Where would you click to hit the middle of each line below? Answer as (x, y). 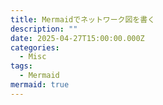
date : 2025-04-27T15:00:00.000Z (77, 38)
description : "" (44, 29)
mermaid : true (40, 85)
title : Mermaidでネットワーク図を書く (83, 19)
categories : (35, 47)
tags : (21, 66)
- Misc (33, 57)
